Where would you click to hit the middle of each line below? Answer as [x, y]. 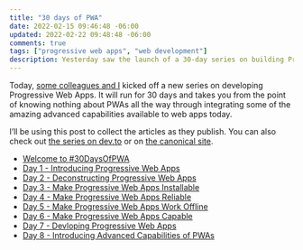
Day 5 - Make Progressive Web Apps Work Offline [115, 207]
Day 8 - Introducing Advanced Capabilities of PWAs [118, 235]
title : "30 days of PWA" [56, 18]
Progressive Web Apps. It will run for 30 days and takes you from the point [148, 95]
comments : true [38, 43]
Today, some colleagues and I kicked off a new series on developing [136, 85]
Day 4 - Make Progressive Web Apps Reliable [107, 197]
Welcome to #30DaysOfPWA [76, 158]
